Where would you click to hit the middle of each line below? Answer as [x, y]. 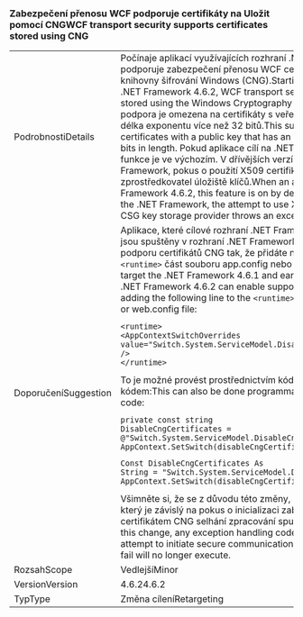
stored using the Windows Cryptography [207, 104]
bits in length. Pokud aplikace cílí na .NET [207, 149]
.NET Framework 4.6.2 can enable [193, 286]
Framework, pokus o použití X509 [192, 171]
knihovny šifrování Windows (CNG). [196, 81]
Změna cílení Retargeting [172, 599]
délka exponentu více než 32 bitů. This [201, 126]
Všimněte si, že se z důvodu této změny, [206, 499]
